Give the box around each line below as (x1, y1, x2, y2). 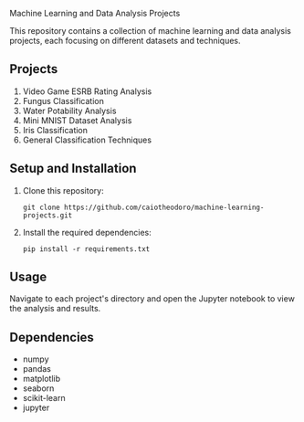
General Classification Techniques (22, 134, 152, 145)
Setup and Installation (9, 161, 137, 176)
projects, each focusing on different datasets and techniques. (9, 36, 241, 46)
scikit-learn (22, 393, 66, 404)
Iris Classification (22, 124, 89, 135)
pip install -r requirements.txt (22, 244, 151, 254)
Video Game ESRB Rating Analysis (22, 86, 152, 97)
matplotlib (22, 374, 61, 385)
